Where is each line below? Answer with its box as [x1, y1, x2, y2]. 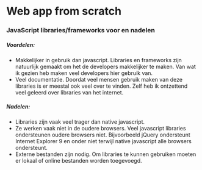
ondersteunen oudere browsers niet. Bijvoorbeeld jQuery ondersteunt [15, 131, 190, 138]
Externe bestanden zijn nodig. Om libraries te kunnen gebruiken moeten [15, 151, 197, 158]
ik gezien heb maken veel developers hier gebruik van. [15, 69, 153, 77]
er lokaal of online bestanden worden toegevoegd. [15, 157, 142, 165]
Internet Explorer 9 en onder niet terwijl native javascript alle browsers [15, 138, 192, 145]
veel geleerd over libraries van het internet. [15, 89, 124, 96]
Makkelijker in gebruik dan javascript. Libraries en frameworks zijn [15, 57, 182, 64]
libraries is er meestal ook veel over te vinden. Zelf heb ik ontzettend [15, 82, 188, 90]
